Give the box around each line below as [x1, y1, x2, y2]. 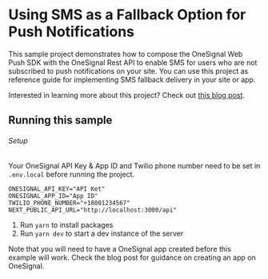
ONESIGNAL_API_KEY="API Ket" [8, 184, 106, 193]
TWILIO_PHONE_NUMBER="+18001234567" [8, 199, 130, 207]
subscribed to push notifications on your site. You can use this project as [8, 66, 249, 75]
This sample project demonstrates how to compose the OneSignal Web [8, 49, 243, 59]
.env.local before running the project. [8, 169, 134, 179]
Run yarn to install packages [19, 220, 114, 229]
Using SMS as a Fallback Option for [8, 6, 246, 24]
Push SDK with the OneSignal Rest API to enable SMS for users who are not [8, 58, 258, 67]
